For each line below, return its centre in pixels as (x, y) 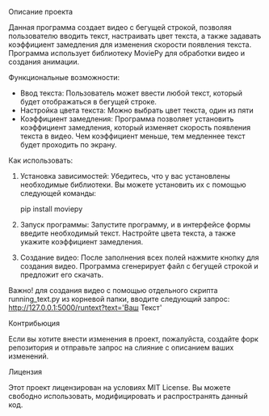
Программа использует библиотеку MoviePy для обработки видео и (126, 53)
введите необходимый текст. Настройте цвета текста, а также (128, 233)
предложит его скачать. (61, 275)
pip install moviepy (51, 209)
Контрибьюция (34, 323)
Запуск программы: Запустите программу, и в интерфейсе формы (135, 225)
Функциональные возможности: (64, 77)
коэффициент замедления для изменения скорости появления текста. (130, 45)
